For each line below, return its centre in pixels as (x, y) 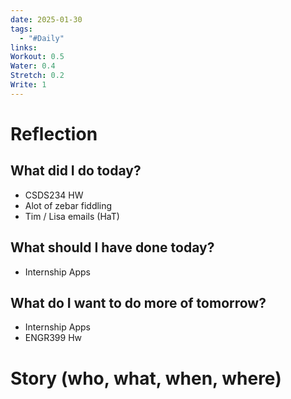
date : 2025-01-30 (46, 19)
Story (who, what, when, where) (146, 378)
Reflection (54, 133)
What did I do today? (76, 171)
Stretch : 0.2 (37, 76)
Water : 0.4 (33, 66)
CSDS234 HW (54, 195)
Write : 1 (28, 85)
